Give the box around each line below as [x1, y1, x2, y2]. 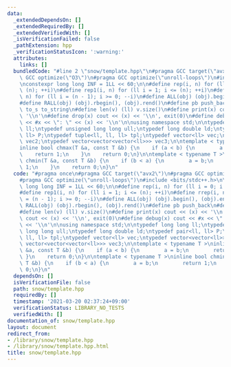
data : [7, 10, 23, 17]
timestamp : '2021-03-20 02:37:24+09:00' [13, 298, 131, 305]
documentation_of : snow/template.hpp [7, 317, 115, 324]
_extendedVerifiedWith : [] [13, 29, 91, 36]
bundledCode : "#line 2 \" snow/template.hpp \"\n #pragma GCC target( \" [13, 67, 217, 74]
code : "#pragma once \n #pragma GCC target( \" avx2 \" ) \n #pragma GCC [13, 170, 205, 177]
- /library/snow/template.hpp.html [7, 343, 109, 350]
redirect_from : [7, 330, 51, 337]
